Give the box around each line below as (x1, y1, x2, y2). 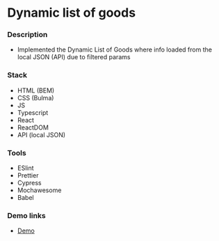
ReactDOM (17, 123, 49, 132)
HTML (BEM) (17, 86, 55, 95)
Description (7, 30, 48, 40)
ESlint (17, 164, 34, 172)
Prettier (17, 171, 39, 180)
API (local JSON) (17, 130, 66, 139)
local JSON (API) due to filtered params (17, 53, 131, 61)
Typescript (17, 108, 49, 116)
